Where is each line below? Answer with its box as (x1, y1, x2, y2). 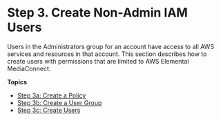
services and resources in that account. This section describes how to (7, 50, 207, 58)
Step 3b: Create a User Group (17, 98, 102, 106)
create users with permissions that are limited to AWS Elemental (7, 57, 189, 65)
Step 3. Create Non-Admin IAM (7, 5, 188, 21)
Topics (7, 77, 28, 86)
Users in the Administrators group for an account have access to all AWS (7, 42, 215, 50)
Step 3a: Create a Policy (17, 91, 86, 100)
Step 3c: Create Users (17, 106, 81, 114)
